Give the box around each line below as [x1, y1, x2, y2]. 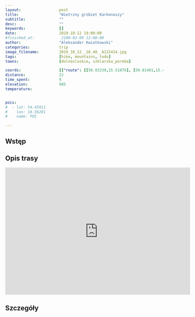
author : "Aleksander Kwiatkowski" [5, 40, 113, 45]
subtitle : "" [5, 17, 64, 22]
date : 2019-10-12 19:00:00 [5, 31, 102, 36]
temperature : [5, 86, 33, 91]
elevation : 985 [5, 82, 66, 87]
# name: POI [5, 114, 37, 119]
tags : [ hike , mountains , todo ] [5, 54, 111, 59]
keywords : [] [5, 26, 64, 31]
